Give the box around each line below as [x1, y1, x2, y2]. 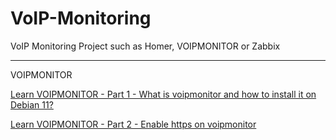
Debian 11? [10, 98, 54, 111]
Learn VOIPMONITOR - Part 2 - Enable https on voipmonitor [10, 118, 257, 130]
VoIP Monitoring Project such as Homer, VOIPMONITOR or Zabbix [10, 40, 281, 52]
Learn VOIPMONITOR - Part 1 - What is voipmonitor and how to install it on [10, 88, 317, 100]
